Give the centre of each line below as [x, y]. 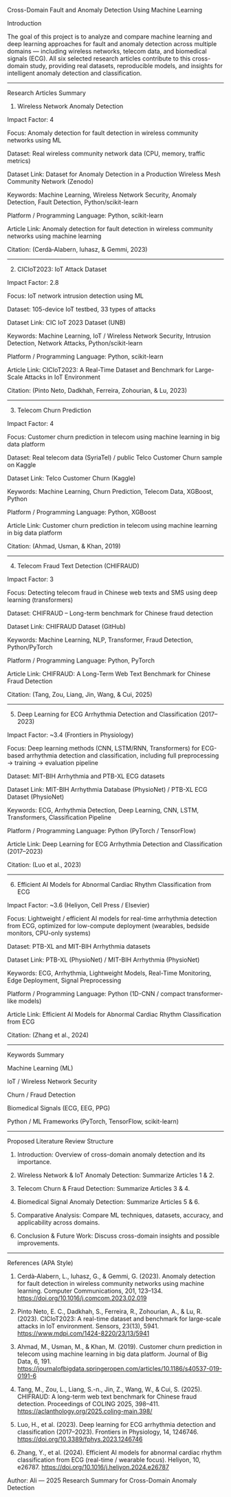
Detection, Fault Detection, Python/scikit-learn [73, 202]
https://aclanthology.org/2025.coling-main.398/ [85, 1411]
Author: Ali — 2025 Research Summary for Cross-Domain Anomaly [102, 1480]
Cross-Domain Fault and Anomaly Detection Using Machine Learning [105, 10]
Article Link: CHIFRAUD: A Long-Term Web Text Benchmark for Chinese [109, 674]
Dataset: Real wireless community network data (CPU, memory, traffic [106, 153]
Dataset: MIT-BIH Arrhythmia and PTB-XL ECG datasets [86, 776]
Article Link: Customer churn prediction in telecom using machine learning [112, 525]
